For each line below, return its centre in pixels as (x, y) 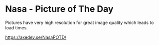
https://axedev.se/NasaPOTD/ (36, 37)
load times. (17, 27)
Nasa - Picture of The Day (59, 9)
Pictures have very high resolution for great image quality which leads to (79, 22)
